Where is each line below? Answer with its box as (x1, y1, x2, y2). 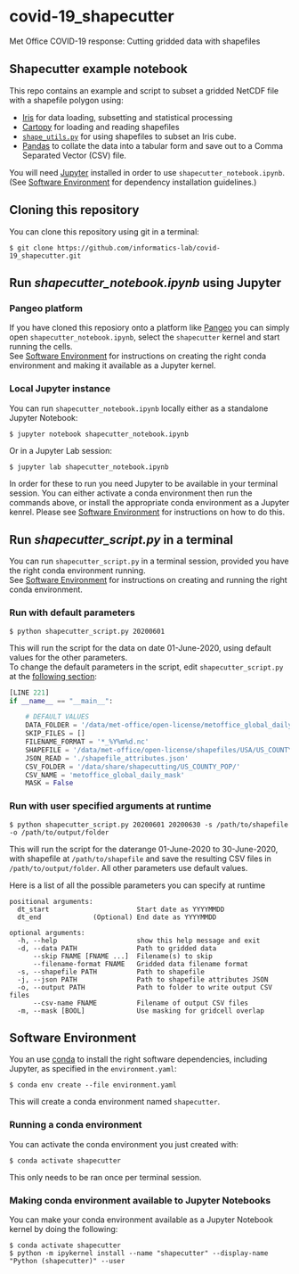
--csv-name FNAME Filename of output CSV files (32, 999, 249, 1007)
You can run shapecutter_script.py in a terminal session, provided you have (9, 555, 289, 567)
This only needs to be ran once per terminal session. (9, 1171, 202, 1182)
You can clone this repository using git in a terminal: (9, 226, 200, 237)
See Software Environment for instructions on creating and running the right (9, 575, 287, 586)
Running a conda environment (9, 1119, 142, 1131)
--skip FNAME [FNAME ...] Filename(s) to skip (32, 951, 214, 960)
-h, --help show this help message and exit (17, 936, 261, 945)
